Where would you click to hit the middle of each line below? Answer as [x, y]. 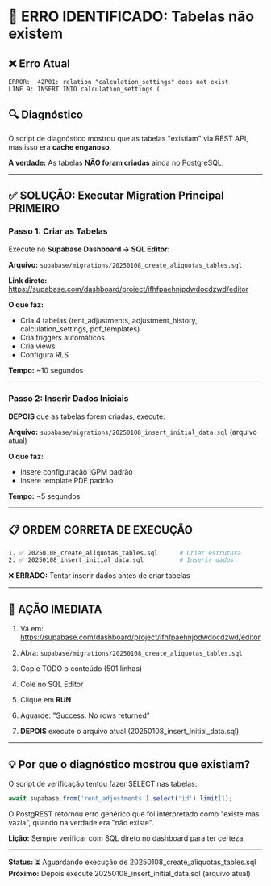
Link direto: [28, 280]
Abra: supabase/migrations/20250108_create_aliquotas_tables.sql [131, 653]
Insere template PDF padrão [67, 480]
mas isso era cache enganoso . [60, 147]
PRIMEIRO [34, 208]
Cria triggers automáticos [62, 337]
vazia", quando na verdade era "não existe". [81, 822]
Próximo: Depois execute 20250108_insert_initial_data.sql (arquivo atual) [130, 873]
